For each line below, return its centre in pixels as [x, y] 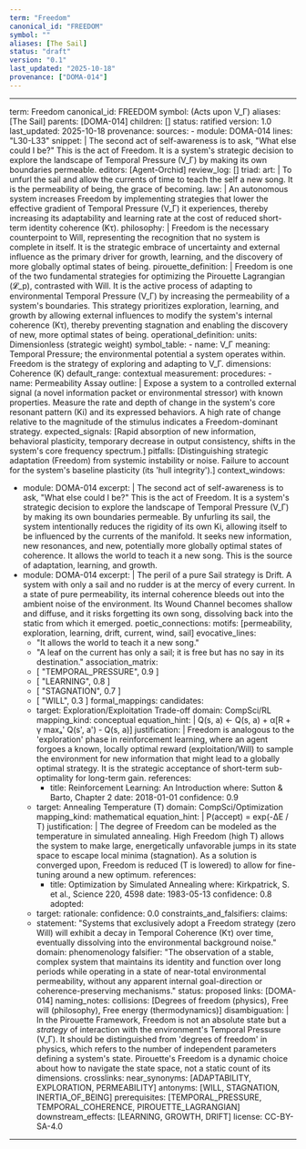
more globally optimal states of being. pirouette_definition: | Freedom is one [151, 266]
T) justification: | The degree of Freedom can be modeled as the [156, 826]
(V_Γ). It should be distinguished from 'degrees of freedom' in [152, 1039]
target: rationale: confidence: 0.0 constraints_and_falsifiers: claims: [162, 913]
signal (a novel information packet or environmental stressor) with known [147, 392]
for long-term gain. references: [134, 778]
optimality [55, 778]
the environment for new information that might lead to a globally [158, 758]
